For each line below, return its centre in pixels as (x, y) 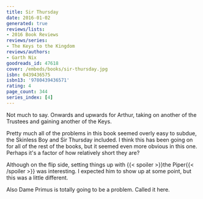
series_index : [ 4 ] (30, 97)
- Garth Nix (21, 58)
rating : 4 (19, 86)
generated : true (27, 23)
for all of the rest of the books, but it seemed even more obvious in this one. (102, 146)
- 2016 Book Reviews (33, 35)
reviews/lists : (26, 29)
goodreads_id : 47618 (33, 63)
